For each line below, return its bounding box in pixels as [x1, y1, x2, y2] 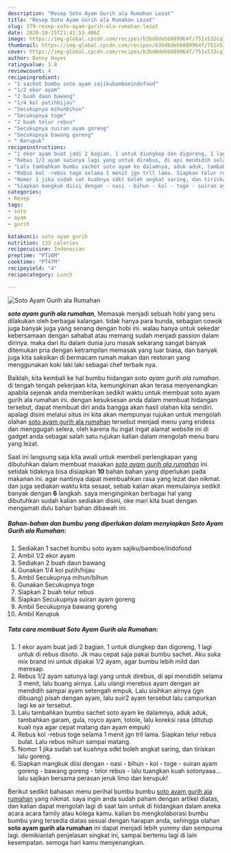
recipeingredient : [8, 73, 60, 81]
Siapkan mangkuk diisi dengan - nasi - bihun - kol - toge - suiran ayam [17, 759, 218, 767]
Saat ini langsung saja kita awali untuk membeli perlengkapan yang [8, 452, 197, 460]
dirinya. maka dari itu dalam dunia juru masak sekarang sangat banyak [8, 338, 207, 347]
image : [8, 36, 27, 43]
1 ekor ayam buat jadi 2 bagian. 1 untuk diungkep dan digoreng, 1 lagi [17, 642, 212, 651]
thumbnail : [8, 42, 39, 49]
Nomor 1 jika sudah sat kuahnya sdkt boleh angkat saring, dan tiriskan [17, 745, 215, 753]
